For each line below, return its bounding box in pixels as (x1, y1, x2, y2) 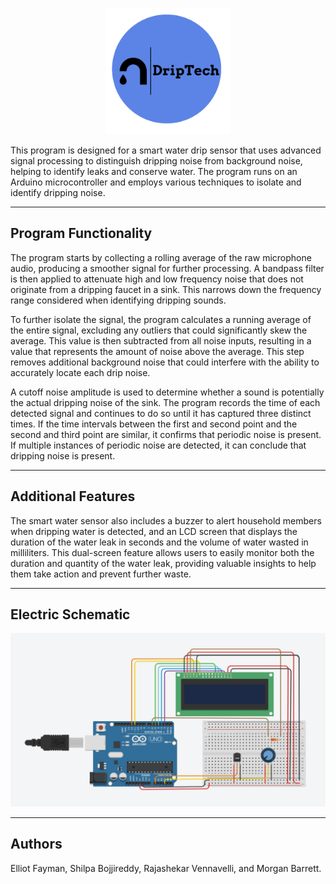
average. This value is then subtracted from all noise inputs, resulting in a (10, 334, 312, 347)
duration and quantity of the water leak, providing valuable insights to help (10, 557, 317, 569)
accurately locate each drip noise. (10, 366, 151, 378)
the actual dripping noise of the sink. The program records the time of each (10, 396, 321, 408)
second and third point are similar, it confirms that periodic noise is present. (10, 428, 322, 440)
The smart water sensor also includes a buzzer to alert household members (10, 514, 322, 527)
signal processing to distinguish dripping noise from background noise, (10, 155, 303, 167)
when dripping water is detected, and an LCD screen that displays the (10, 525, 298, 537)
